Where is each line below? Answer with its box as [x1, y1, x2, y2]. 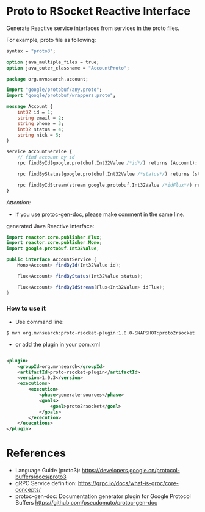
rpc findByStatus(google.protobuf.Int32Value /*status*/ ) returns [17, 171, 190, 177]
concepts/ [15, 486, 41, 494]
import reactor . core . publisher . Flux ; [6, 234, 103, 240]
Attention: [6, 198, 31, 206]
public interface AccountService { [6, 256, 97, 263]
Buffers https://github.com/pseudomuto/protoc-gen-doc [15, 499, 157, 507]
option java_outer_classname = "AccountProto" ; [6, 65, 130, 71]
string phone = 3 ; [17, 120, 64, 126]
